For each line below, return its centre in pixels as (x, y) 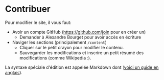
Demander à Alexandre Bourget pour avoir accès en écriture (80, 37)
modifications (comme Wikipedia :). (55, 58)
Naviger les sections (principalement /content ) (59, 42)
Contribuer (28, 9)
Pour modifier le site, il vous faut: (38, 22)
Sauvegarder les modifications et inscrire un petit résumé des (82, 53)
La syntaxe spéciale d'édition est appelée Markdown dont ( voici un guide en (82, 67)
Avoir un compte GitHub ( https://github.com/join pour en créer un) (79, 32)
